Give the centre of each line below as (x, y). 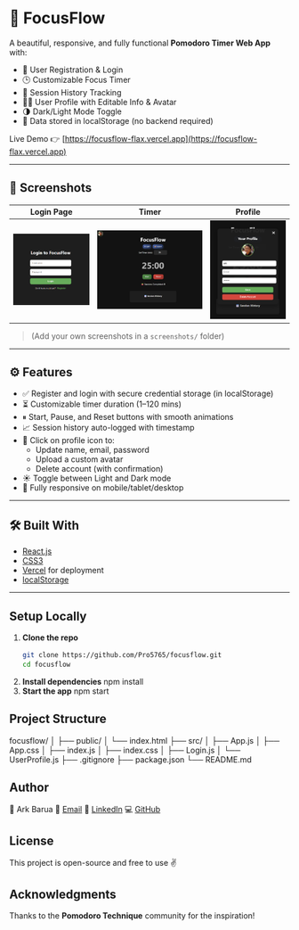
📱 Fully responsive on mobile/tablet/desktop (103, 488)
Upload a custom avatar (79, 459)
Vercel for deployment (63, 571)
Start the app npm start (65, 691)
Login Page (51, 212)
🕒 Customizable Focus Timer (76, 79)
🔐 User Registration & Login (73, 70)
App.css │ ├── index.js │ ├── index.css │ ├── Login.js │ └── (125, 750)
